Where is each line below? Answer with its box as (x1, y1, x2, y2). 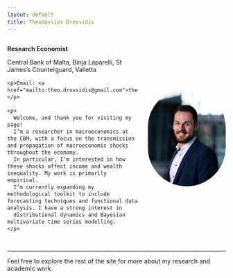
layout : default (7, 11, 54, 18)
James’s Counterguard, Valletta (7, 65, 97, 73)
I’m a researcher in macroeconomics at (13, 128, 129, 135)
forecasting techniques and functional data (7, 198, 138, 205)
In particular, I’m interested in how (13, 156, 126, 163)
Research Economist (7, 44, 68, 53)
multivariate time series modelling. (7, 218, 116, 225)
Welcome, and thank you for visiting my (13, 114, 132, 121)
